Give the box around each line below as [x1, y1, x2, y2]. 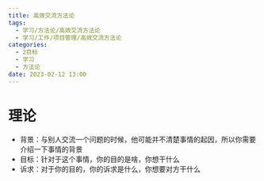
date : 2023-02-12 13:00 [8, 70, 87, 78]
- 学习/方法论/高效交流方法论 [15, 26, 101, 34]
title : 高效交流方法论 [8, 11, 75, 20]
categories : [8, 41, 48, 49]
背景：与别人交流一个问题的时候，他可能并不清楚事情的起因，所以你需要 [19, 134, 256, 144]
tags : [8, 19, 26, 27]
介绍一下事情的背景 [19, 144, 83, 154]
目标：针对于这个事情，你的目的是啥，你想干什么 [19, 154, 180, 164]
